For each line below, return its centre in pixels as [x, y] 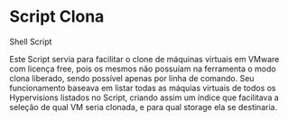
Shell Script [31, 42]
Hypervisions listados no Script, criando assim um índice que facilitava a [144, 98]
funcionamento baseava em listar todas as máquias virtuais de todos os [143, 88]
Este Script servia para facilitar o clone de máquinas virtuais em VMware [144, 59]
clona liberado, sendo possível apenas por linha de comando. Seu [132, 78]
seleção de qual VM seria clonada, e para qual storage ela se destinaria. [144, 107]
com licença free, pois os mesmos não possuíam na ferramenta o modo [143, 69]
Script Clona [57, 17]
